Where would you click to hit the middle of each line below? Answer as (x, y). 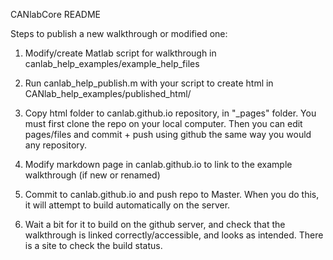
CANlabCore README (55, 14)
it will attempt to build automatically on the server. (127, 205)
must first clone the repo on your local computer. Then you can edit (163, 123)
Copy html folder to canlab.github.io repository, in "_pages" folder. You (170, 113)
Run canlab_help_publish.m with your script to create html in (149, 83)
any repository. (56, 145)
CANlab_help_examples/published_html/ (108, 93)
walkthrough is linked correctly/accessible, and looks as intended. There (174, 235)
